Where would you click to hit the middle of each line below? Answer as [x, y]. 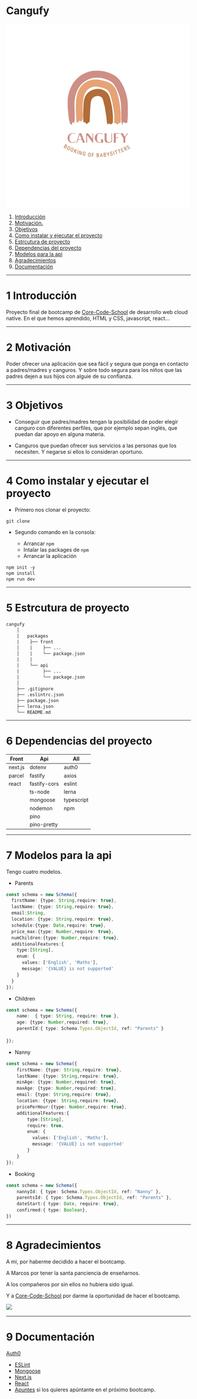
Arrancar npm [39, 543]
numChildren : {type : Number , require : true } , [65, 938]
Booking [25, 1174]
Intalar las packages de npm [56, 549]
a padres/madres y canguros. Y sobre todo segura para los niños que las [94, 370]
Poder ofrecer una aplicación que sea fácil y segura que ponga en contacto [97, 364]
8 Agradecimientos [54, 1246]
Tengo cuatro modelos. [34, 871]
